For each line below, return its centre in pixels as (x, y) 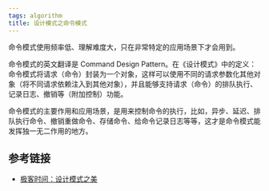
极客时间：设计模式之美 (58, 179)
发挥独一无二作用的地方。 (50, 131)
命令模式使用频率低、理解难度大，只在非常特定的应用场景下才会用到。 (124, 47)
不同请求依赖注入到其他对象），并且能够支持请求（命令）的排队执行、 (143, 84)
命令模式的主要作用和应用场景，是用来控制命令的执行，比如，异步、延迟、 (131, 111)
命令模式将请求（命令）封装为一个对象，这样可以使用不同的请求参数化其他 (131, 74)
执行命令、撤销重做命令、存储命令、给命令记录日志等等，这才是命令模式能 (138, 121)
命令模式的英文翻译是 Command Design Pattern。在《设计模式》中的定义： (132, 64)
